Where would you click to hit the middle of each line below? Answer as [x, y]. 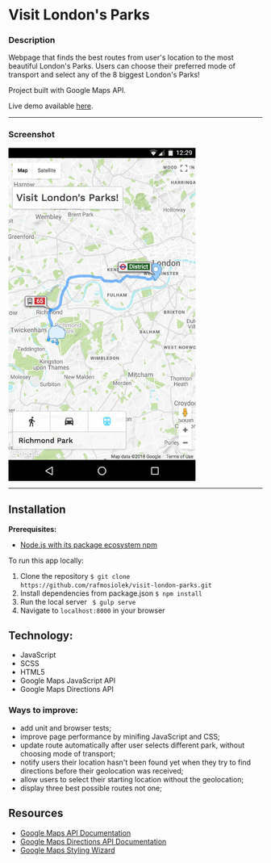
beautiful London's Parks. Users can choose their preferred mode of [122, 66]
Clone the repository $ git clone [75, 576]
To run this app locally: [46, 560]
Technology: [41, 635]
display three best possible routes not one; [91, 788]
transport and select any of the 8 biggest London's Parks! [104, 75]
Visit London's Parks [79, 15]
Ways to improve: [44, 710]
